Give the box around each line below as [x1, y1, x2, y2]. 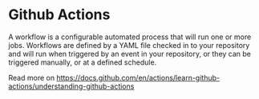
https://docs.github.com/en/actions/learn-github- [55, 73, 221, 82]
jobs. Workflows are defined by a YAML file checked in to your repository [8, 40, 250, 49]
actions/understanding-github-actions [8, 81, 135, 91]
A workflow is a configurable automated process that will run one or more [8, 32, 252, 42]
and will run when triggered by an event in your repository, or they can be [8, 49, 251, 58]
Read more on [8, 73, 55, 82]
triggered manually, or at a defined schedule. [8, 57, 157, 67]
